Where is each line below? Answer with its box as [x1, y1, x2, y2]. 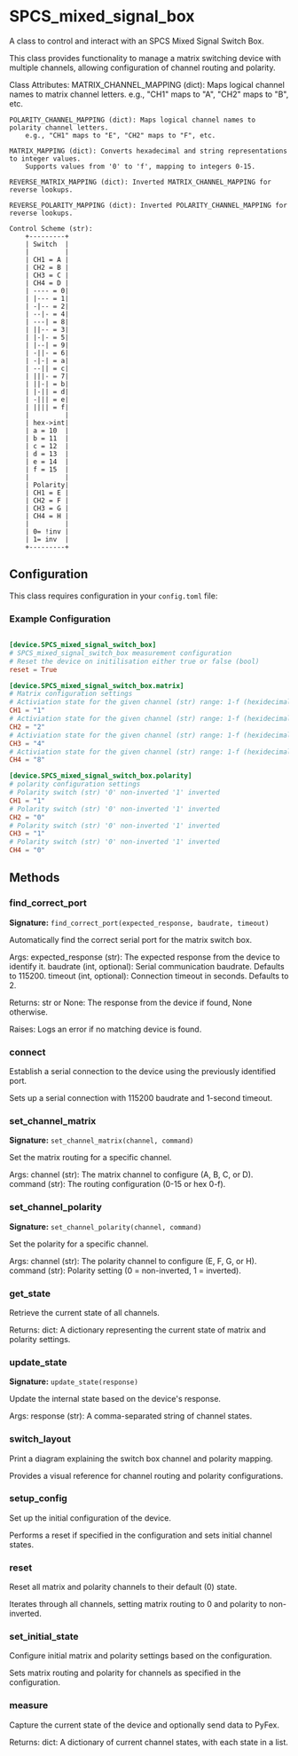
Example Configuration [9, 613, 111, 625]
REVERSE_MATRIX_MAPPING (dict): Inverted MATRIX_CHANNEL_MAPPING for [9, 178, 272, 186]
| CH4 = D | [25, 278, 69, 288]
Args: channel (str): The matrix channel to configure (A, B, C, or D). [9, 1169, 254, 1180]
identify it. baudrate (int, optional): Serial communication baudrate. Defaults [9, 961, 286, 971]
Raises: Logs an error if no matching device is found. [9, 1024, 202, 1034]
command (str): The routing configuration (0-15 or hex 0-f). [9, 1179, 226, 1190]
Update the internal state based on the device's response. [9, 1394, 222, 1404]
